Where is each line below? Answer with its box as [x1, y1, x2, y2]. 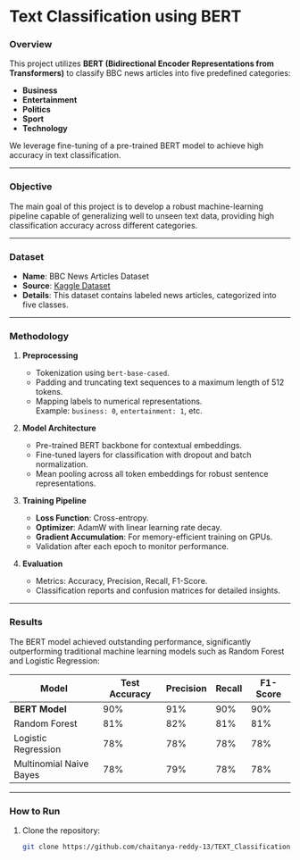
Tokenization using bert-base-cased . [35, 368, 170, 379]
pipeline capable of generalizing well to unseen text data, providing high [9, 210, 275, 221]
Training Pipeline [21, 496, 87, 506]
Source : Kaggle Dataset [21, 280, 111, 291]
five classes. [21, 299, 69, 310]
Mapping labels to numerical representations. [35, 396, 203, 407]
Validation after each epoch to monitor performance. [35, 541, 229, 552]
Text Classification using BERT [9, 6, 242, 27]
